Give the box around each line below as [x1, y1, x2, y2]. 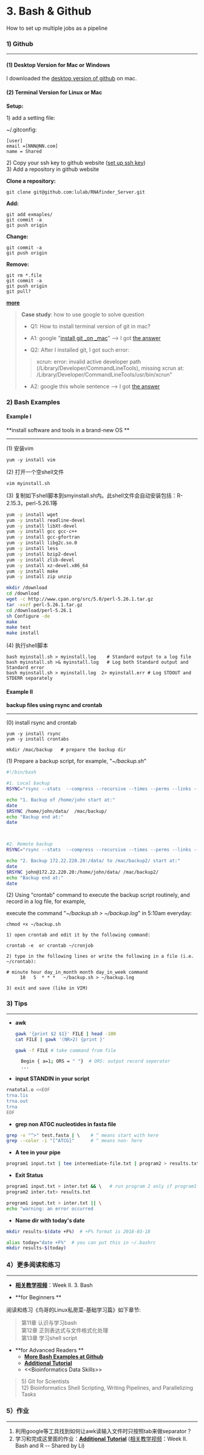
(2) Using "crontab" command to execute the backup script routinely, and [6, 891, 190, 899]
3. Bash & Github [6, 4, 92, 18]
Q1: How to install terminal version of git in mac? [30, 323, 151, 330]
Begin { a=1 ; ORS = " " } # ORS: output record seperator [21, 1058, 171, 1064]
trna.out [6, 1098, 29, 1104]
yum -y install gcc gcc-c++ [6, 528, 78, 535]
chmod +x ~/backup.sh [6, 921, 61, 927]
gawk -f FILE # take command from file [15, 1047, 117, 1053]
